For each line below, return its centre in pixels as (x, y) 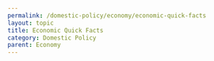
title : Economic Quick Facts (55, 30)
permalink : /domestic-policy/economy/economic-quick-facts (107, 15)
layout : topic (31, 23)
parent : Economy (34, 45)
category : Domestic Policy (52, 38)
